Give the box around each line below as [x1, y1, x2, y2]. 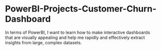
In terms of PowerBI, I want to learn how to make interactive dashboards [5, 29, 150, 35]
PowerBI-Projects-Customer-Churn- [5, 3, 157, 14]
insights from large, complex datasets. [5, 39, 82, 45]
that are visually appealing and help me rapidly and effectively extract [5, 35, 145, 40]
